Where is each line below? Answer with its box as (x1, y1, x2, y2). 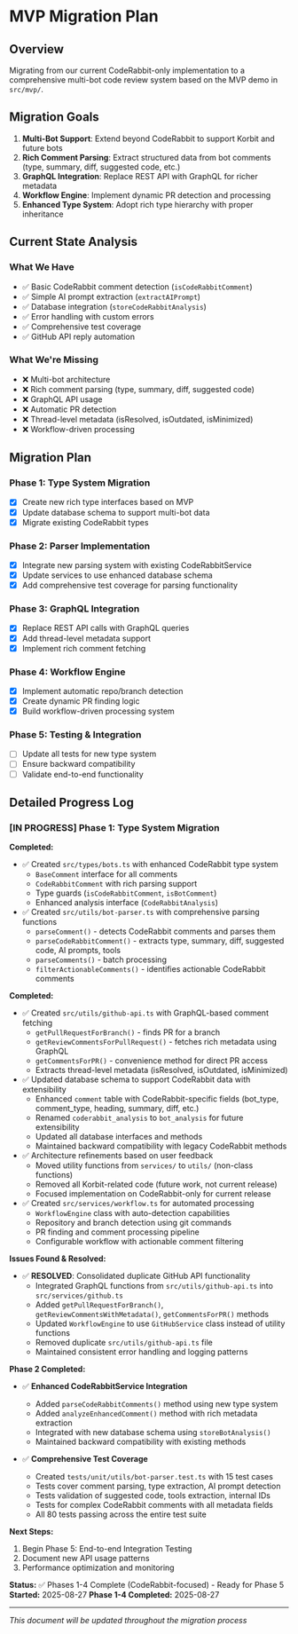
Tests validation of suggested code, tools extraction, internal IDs (35, 1490, 271, 1501)
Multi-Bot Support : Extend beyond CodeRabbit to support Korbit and (21, 133, 275, 144)
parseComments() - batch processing (35, 954, 167, 965)
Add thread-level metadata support (21, 633, 152, 643)
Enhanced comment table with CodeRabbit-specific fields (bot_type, (35, 1093, 279, 1104)
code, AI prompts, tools (35, 945, 122, 956)
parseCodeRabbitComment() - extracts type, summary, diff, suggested (35, 935, 285, 946)
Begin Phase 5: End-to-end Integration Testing (21, 1543, 192, 1554)
